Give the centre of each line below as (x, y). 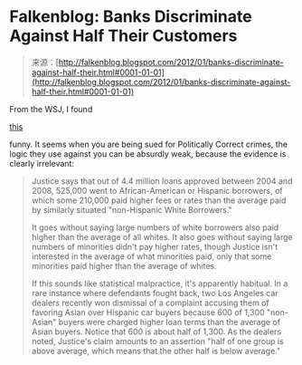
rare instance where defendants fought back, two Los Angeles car (155, 293)
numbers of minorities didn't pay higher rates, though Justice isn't (155, 246)
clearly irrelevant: (42, 163)
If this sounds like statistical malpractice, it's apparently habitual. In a (160, 283)
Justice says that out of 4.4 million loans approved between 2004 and (162, 181)
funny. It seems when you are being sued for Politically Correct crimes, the (148, 144)
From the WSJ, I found (51, 109)
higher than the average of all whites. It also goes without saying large (162, 236)
